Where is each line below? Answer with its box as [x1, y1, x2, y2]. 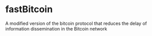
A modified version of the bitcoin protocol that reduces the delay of [5, 20, 147, 26]
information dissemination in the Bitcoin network [5, 25, 107, 31]
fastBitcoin [5, 4, 53, 15]
